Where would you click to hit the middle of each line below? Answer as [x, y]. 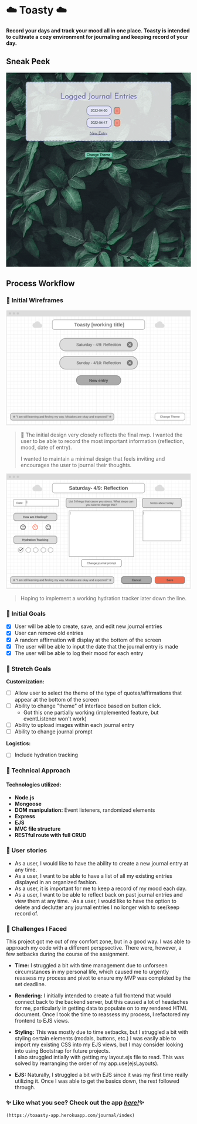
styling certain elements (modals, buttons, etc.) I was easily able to [95, 1039]
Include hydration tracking [46, 755]
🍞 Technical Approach [38, 771]
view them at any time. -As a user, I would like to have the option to [96, 901]
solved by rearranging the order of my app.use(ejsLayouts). [86, 1063]
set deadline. [30, 984]
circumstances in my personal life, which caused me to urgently [91, 972]
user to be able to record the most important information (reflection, [102, 441]
